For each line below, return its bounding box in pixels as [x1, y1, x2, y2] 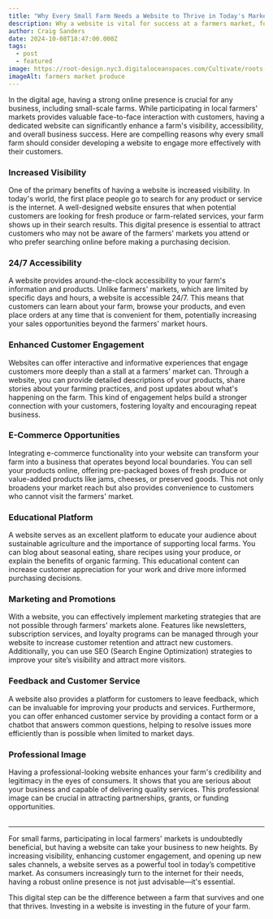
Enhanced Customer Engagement [8, 339, 145, 350]
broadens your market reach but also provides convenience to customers [8, 483, 254, 492]
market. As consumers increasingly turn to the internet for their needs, [8, 869, 245, 878]
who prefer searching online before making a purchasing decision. [8, 236, 231, 246]
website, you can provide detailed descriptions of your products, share [8, 375, 245, 384]
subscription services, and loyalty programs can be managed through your [8, 629, 259, 639]
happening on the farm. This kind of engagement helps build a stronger [8, 392, 248, 402]
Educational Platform [8, 511, 93, 522]
